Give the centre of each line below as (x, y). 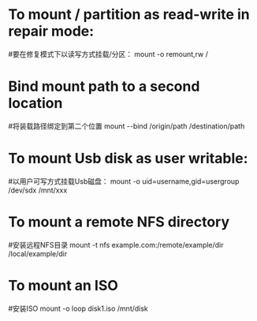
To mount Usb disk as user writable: (128, 159)
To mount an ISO (63, 285)
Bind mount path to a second (104, 86)
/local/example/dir (38, 253)
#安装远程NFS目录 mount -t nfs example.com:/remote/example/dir (116, 244)
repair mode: (51, 31)
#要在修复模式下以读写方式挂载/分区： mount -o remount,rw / (108, 54)
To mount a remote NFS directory (119, 222)
